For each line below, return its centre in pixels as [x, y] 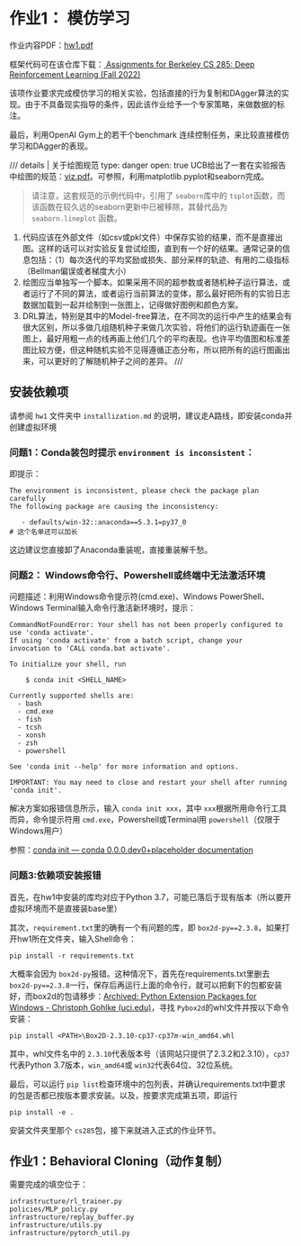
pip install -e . [42, 1112]
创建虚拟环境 [33, 427]
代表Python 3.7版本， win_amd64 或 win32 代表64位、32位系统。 [124, 1065]
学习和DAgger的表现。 [51, 146]
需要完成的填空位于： [49, 1185]
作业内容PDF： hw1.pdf [52, 45]
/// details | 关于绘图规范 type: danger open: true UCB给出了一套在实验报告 [148, 165]
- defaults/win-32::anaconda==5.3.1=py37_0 [104, 523]
